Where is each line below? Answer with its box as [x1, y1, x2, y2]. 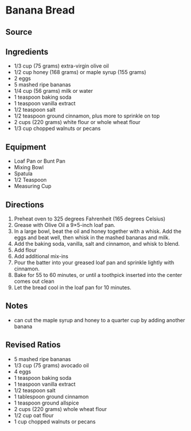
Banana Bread [5, 4, 75, 17]
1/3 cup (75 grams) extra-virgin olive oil [13, 62, 109, 69]
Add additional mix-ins [13, 253, 69, 260]
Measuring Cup [13, 183, 52, 190]
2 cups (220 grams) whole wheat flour [13, 405, 107, 412]
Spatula [13, 170, 33, 177]
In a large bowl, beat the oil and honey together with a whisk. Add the [13, 228, 182, 235]
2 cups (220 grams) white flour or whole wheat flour [13, 119, 141, 126]
